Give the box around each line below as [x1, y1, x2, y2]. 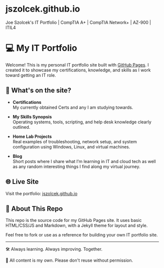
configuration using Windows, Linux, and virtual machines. [12, 144, 130, 150]
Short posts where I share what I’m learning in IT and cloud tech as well [12, 158, 156, 164]
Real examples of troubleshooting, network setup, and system [12, 138, 137, 144]
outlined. [12, 124, 31, 130]
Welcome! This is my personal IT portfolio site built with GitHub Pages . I [5, 62, 149, 67]
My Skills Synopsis [12, 114, 52, 119]
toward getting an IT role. [5, 72, 56, 78]
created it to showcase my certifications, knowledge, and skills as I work [5, 67, 151, 73]
